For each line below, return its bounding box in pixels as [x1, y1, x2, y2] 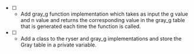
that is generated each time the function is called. [20, 23, 142, 30]
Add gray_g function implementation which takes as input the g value [20, 10, 189, 17]
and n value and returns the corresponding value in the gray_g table [20, 17, 185, 23]
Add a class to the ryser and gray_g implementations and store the [20, 35, 182, 42]
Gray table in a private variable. [20, 41, 97, 48]
